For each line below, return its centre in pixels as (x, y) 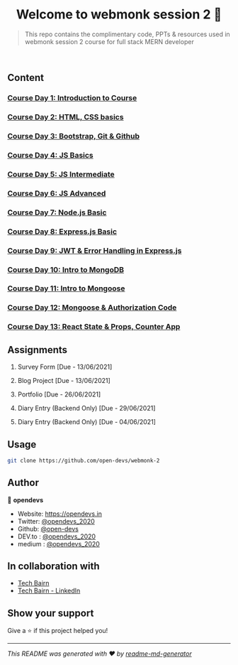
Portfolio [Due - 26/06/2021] (59, 394)
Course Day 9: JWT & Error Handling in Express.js (95, 250)
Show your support (51, 613)
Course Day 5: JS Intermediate (61, 174)
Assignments (38, 350)
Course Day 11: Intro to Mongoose (66, 288)
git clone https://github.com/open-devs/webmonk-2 (84, 460)
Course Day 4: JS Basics (50, 156)
